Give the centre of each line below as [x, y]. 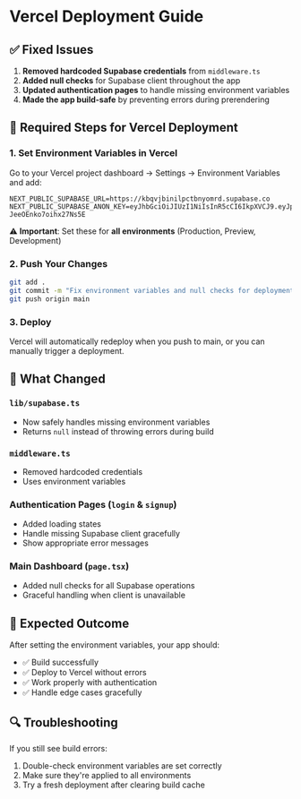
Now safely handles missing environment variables [116, 422]
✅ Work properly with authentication [90, 683]
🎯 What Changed [57, 379]
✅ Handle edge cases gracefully [82, 692]
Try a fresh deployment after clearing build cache [114, 785]
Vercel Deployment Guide [107, 17]
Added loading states [61, 524]
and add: [26, 182]
